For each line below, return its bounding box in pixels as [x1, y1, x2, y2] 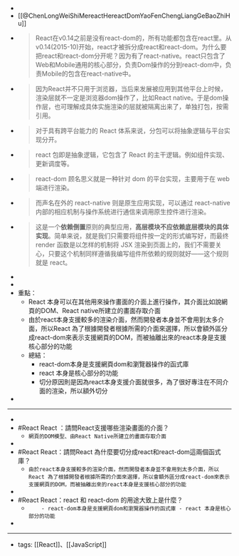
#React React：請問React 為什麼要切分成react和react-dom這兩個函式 [17, 448, 222, 456]
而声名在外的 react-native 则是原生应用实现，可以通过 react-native [35, 199, 231, 207]
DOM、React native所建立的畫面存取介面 [41, 307, 161, 314]
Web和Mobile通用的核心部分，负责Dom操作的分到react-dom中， [35, 61, 225, 68]
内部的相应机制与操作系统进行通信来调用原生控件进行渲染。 [35, 207, 211, 216]
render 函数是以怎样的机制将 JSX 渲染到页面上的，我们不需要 [35, 240, 216, 249]
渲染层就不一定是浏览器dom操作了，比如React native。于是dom [35, 93, 223, 102]
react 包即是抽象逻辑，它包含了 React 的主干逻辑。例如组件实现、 [35, 150, 229, 159]
